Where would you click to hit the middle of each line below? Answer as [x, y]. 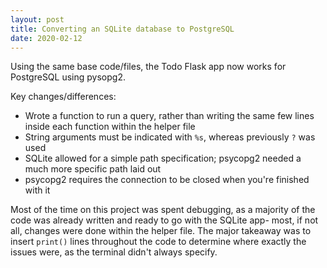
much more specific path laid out [93, 169]
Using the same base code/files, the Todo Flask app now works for [148, 67]
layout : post [37, 19]
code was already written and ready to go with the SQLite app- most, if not [164, 220]
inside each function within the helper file [110, 127]
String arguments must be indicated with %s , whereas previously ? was [170, 137]
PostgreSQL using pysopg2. [68, 77]
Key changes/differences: [63, 97]
